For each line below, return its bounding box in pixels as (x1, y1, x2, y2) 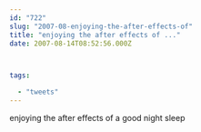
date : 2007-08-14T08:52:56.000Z (9, 38, 132, 48)
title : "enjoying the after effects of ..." (9, 30, 181, 39)
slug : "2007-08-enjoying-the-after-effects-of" (9, 22, 194, 31)
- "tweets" (17, 87, 59, 96)
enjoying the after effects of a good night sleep (9, 113, 186, 123)
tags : (9, 71, 30, 80)
